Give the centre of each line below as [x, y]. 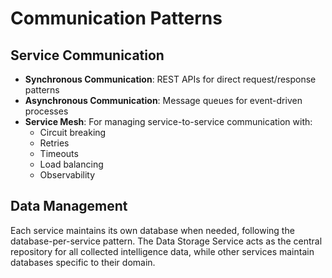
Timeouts [59, 153]
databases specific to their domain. [83, 262]
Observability [67, 175]
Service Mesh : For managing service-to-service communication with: [168, 121]
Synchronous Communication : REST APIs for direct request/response [170, 79]
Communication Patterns [116, 18]
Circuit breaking [73, 132]
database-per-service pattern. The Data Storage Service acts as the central [166, 241]
